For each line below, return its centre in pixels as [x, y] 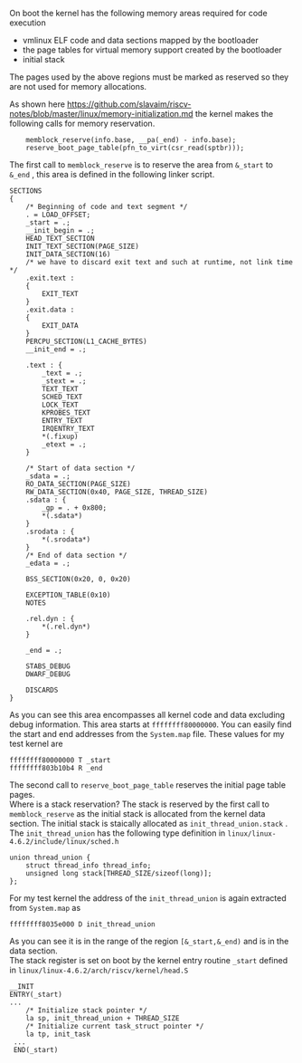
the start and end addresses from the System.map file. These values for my [147, 734]
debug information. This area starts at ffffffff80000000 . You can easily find [151, 724]
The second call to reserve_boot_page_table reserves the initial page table [148, 785]
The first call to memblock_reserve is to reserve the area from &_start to [142, 165]
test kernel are [36, 743]
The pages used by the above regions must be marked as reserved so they [149, 77]
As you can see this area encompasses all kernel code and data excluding [147, 715]
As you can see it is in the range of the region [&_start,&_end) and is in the [149, 941]
